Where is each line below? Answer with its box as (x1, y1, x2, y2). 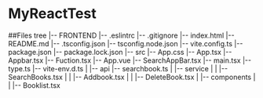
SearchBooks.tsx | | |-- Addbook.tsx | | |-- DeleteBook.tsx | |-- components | (8, 72, 256, 82)
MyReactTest (8, 5, 97, 23)
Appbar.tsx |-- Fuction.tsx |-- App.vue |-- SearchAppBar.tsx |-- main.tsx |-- (8, 56, 252, 65)
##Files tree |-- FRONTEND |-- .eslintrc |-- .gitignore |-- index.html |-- (8, 31, 235, 40)
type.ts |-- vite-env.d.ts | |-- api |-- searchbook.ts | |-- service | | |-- (8, 64, 228, 73)
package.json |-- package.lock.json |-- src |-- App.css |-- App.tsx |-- (8, 47, 232, 56)
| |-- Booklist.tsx (8, 80, 60, 90)
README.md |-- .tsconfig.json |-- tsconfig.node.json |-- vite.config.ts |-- (8, 38, 243, 48)
